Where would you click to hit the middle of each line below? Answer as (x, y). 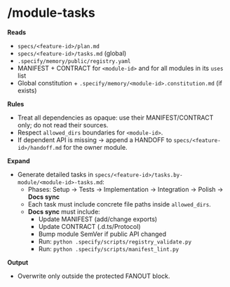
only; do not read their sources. (63, 125)
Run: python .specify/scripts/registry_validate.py (115, 241)
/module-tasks (52, 13)
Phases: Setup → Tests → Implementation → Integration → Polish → (126, 189)
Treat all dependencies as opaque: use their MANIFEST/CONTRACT (115, 118)
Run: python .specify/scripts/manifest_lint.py (109, 248)
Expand (19, 161)
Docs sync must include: (64, 211)
